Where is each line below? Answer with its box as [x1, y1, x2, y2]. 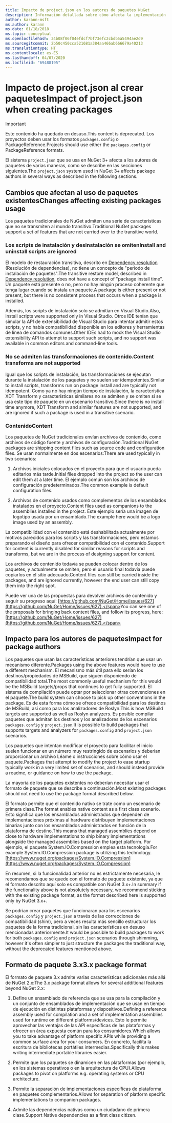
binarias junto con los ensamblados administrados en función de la [5, 822, 146, 828]
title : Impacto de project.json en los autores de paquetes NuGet [5, 7, 150, 13]
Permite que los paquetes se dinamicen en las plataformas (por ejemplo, [12, 1059, 166, 1066]
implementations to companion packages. [12, 1096, 101, 1102]
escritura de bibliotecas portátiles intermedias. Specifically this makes [12, 1044, 160, 1050]
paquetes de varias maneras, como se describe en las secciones [5, 163, 142, 169]
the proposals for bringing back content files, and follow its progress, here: [5, 609, 163, 615]
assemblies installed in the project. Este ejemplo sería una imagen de [12, 508, 159, 514]
